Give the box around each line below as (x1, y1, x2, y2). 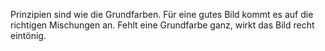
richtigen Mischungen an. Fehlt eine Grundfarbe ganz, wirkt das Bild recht (10, 19, 315, 31)
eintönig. (10, 30, 47, 41)
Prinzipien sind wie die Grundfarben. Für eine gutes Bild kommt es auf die (10, 9, 314, 20)
